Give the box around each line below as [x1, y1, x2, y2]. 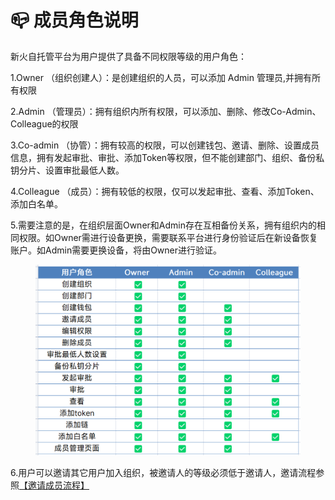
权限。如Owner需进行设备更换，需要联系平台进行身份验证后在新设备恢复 [18, 231, 318, 243]
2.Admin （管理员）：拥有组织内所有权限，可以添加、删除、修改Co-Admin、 [10, 105, 322, 117]
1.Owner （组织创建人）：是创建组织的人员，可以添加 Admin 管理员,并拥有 [10, 71, 312, 83]
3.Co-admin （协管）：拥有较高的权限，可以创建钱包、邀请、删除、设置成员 [10, 139, 320, 151]
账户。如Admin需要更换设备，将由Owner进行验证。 [10, 244, 223, 256]
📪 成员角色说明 [10, 9, 139, 32]
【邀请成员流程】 [19, 479, 90, 491]
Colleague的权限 [10, 117, 79, 130]
